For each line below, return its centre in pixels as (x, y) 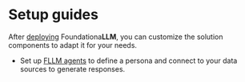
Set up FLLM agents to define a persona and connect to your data (129, 61)
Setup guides (53, 15)
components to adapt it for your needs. (73, 45)
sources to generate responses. (72, 68)
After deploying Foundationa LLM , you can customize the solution (116, 37)
